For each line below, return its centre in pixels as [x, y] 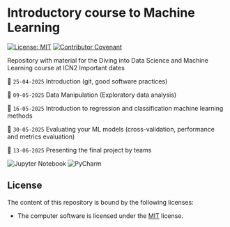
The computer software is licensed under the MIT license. [100, 216]
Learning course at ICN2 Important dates [66, 68]
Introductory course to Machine [101, 13]
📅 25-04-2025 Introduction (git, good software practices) [87, 81]
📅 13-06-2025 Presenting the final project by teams [79, 150]
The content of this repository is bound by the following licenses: [100, 202]
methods [20, 116]
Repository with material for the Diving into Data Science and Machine [108, 60]
